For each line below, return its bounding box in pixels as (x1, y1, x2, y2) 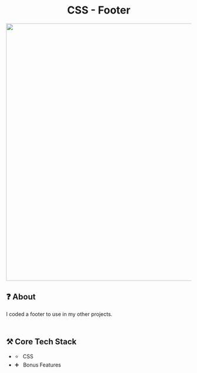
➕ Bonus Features (14, 361, 61, 368)
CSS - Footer (67, 4, 131, 17)
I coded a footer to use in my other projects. (6, 310, 113, 318)
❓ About (6, 292, 36, 302)
